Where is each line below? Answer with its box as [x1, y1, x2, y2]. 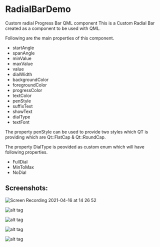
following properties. [5, 149, 48, 155]
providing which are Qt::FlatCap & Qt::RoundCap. [5, 134, 106, 140]
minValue [12, 55, 31, 61]
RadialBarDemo [5, 3, 71, 15]
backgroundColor [12, 76, 49, 82]
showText [12, 108, 32, 114]
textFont [12, 119, 30, 125]
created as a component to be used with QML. [5, 25, 101, 31]
